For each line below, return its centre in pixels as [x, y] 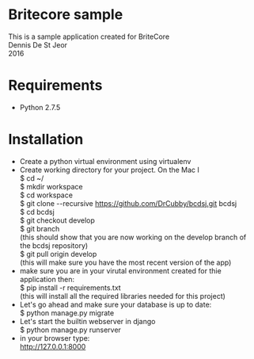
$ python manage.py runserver [70, 330]
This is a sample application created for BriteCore [89, 36]
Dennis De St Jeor [38, 44]
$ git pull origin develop [58, 254]
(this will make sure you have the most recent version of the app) [125, 262]
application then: [47, 279]
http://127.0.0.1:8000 [53, 346]
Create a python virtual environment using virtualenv [105, 161]
